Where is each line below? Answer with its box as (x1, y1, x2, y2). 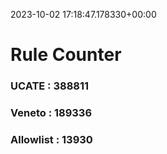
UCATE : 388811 (10, 79, 90, 93)
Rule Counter (10, 44, 122, 66)
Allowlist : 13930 (10, 132, 93, 146)
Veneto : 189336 (10, 106, 93, 120)
